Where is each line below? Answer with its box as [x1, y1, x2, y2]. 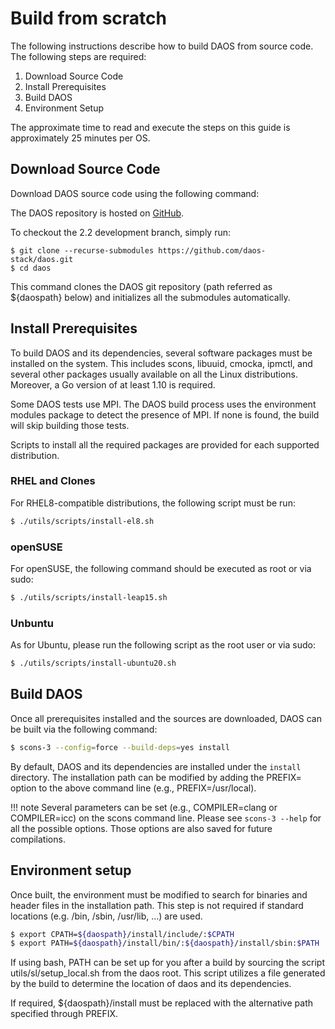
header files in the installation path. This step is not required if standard [10, 899, 304, 911]
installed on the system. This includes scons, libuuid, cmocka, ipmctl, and [10, 357, 313, 369]
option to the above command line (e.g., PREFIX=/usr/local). [10, 782, 257, 794]
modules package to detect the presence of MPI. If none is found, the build [10, 408, 320, 421]
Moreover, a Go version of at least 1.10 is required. [10, 378, 216, 391]
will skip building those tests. [10, 419, 130, 431]
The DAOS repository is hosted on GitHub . [10, 207, 185, 219]
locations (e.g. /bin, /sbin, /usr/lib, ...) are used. [10, 910, 203, 922]
